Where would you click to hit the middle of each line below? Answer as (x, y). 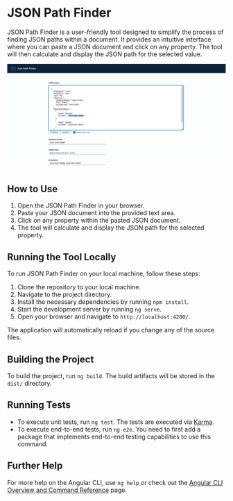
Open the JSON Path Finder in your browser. (81, 205)
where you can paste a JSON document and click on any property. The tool (115, 46)
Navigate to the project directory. (64, 295)
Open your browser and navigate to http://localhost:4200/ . (104, 316)
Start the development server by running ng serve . (89, 309)
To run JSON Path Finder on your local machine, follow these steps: (104, 274)
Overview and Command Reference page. (67, 490)
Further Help (35, 466)
